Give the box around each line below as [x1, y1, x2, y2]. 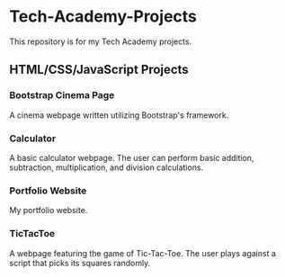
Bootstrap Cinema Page [9, 89, 115, 102]
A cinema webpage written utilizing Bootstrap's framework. [9, 110, 229, 121]
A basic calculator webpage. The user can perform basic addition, [9, 152, 254, 163]
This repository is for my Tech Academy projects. [9, 36, 192, 47]
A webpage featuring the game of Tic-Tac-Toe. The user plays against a [9, 247, 277, 258]
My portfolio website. [9, 205, 88, 216]
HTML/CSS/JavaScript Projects [9, 62, 189, 77]
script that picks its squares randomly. [9, 257, 151, 268]
